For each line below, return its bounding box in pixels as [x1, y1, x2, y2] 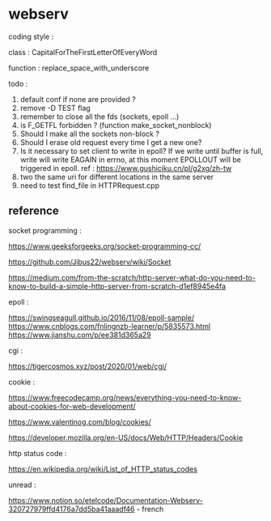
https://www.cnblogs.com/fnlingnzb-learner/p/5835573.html [8, 321, 211, 331]
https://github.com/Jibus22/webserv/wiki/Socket [8, 257, 171, 267]
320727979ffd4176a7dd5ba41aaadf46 [8, 504, 135, 514]
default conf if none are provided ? [19, 94, 136, 104]
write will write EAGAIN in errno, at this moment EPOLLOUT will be [19, 155, 241, 164]
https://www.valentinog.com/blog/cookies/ [8, 416, 151, 426]
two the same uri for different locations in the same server [19, 172, 214, 181]
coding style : [8, 32, 54, 41]
